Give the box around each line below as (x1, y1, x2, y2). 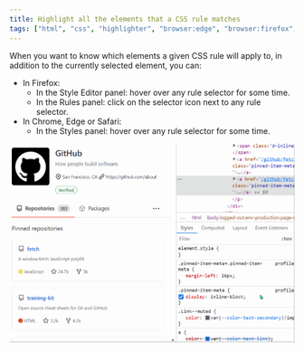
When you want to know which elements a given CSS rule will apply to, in (9, 50, 282, 61)
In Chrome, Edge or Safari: (22, 116, 122, 127)
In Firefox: (22, 77, 61, 88)
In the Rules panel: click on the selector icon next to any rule (35, 96, 261, 108)
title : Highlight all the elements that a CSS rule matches (9, 14, 242, 24)
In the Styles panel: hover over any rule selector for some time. (35, 125, 271, 136)
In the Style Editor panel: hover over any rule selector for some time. (35, 87, 290, 98)
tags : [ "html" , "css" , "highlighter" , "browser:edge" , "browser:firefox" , (9, 24, 298, 33)
